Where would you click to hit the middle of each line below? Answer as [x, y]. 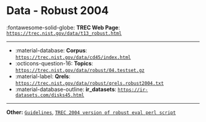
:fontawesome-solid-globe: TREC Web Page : [63, 27]
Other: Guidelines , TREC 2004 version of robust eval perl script [91, 112]
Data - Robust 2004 [58, 11]
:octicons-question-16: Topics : [54, 63]
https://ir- [133, 90]
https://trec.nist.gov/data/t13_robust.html [64, 33]
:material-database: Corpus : [51, 50]
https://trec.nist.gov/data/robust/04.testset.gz [80, 70]
